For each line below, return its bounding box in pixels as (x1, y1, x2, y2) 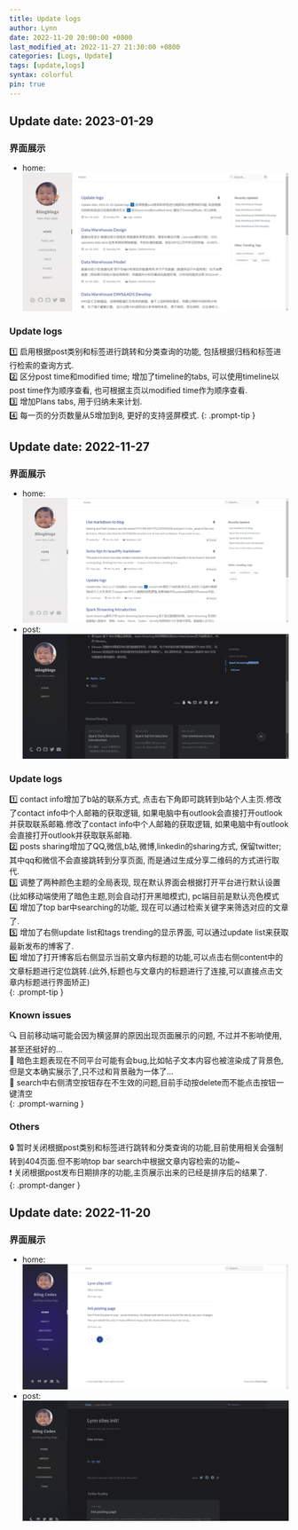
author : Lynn (9, 23, 58, 33)
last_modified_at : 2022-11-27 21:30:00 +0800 (9, 43, 180, 51)
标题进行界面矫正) (24, 976, 90, 987)
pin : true (9, 80, 46, 89)
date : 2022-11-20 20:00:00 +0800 (9, 33, 133, 42)
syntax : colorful (9, 71, 74, 80)
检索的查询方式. (16, 360, 74, 371)
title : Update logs (9, 14, 82, 23)
